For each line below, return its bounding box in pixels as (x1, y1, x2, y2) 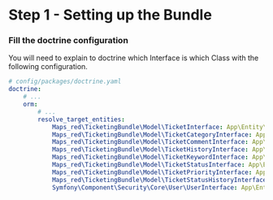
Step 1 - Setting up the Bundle (8, 6, 213, 24)
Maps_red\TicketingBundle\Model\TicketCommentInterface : (51, 138, 249, 146)
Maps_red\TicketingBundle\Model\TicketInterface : (51, 123, 223, 131)
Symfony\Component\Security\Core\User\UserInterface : (51, 183, 238, 192)
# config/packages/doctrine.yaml (8, 77, 122, 86)
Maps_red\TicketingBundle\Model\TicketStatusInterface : (51, 161, 245, 169)
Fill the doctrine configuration (8, 35, 128, 46)
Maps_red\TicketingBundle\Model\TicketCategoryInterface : (51, 130, 253, 139)
